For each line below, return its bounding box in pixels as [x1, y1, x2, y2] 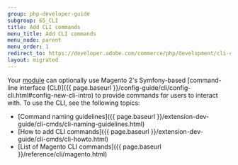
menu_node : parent [7, 37, 62, 44]
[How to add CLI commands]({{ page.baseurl [17, 127, 150, 135]
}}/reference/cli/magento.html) [17, 149, 108, 158]
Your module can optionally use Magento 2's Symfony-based [7, 76, 186, 84]
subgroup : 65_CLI [7, 17, 59, 24]
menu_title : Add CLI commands [7, 30, 97, 38]
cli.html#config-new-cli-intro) [7, 91, 94, 99]
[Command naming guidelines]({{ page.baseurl [17, 112, 156, 120]
